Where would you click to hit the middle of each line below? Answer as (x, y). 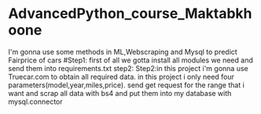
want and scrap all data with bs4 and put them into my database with (120, 93)
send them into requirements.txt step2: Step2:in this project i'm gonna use (129, 68)
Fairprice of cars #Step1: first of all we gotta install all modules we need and (130, 60)
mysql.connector (35, 102)
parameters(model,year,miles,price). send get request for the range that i (127, 85)
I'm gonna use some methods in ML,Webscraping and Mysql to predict (123, 52)
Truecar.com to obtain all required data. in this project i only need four (121, 77)
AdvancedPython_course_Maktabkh (130, 14)
